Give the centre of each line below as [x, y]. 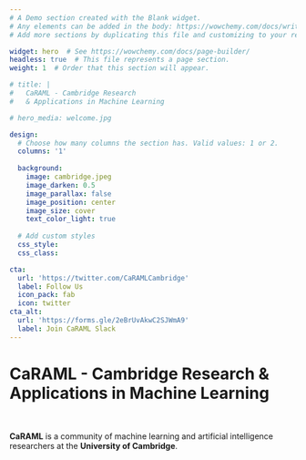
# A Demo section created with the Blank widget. [106, 18]
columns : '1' [42, 151]
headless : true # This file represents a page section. [120, 60]
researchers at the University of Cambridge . [94, 445]
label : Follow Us [51, 286]
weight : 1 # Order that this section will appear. [109, 68]
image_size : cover [61, 210]
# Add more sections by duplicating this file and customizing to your [148, 35]
